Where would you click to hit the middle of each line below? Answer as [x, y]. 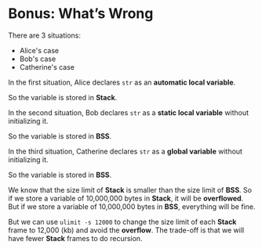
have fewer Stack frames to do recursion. [75, 238]
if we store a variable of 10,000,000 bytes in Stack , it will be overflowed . [126, 198]
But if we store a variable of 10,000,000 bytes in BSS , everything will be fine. [132, 206]
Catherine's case [47, 67]
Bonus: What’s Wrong [81, 14]
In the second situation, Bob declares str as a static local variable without [129, 112]
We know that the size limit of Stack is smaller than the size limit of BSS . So [130, 189]
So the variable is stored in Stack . [63, 97]
